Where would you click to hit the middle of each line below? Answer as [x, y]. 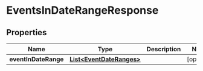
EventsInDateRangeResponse [82, 10]
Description [164, 49]
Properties [27, 33]
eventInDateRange [37, 59]
